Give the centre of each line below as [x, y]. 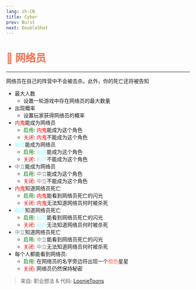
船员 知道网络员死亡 [38, 210]
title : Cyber [22, 17]
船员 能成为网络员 [35, 145]
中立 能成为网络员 [35, 166]
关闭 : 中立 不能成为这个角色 [55, 181]
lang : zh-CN [20, 11]
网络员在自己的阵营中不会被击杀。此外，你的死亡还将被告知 [78, 81]
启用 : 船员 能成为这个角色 [53, 152]
